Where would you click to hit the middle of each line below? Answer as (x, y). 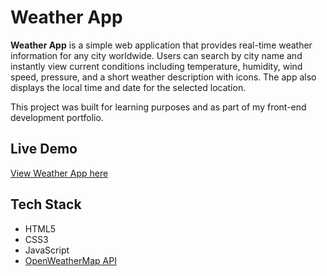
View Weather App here (59, 173)
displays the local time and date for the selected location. (128, 87)
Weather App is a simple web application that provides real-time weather (161, 45)
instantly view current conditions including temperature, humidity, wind (156, 66)
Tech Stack (46, 204)
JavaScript (47, 250)
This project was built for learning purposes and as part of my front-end (158, 107)
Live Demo (44, 149)
